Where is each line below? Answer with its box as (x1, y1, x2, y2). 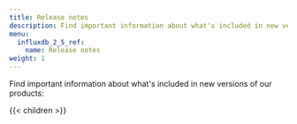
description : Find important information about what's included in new (9, 21, 278, 30)
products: (9, 88, 44, 98)
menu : (9, 29, 29, 38)
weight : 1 (9, 54, 46, 63)
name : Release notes (25, 46, 101, 55)
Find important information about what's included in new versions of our (9, 79, 272, 89)
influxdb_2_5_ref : (17, 37, 86, 47)
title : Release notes (9, 12, 89, 22)
